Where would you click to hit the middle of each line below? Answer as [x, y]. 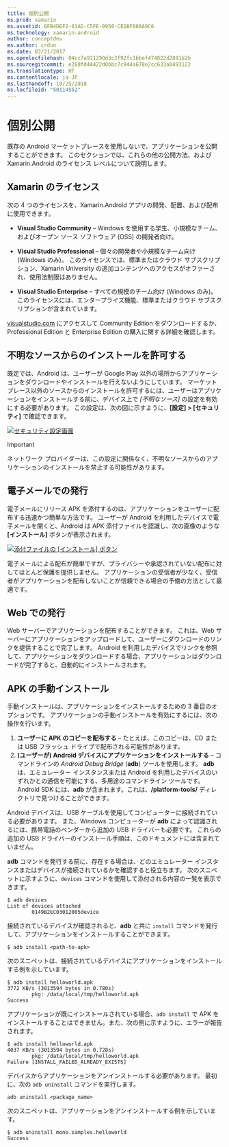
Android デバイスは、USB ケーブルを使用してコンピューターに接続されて [109, 812]
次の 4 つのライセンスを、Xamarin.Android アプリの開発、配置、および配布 [113, 205]
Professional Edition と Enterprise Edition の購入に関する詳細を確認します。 [113, 331]
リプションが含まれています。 [58, 309]
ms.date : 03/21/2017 [37, 52]
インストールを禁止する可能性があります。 [109, 467]
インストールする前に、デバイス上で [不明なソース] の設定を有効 [127, 399]
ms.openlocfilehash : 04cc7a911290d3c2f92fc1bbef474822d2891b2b [99, 58]
